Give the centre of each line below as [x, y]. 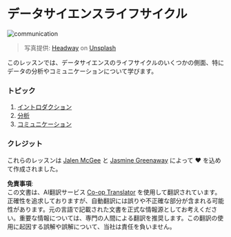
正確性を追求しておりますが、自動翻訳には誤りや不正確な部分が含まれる [110, 200]
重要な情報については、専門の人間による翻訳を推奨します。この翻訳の [118, 218]
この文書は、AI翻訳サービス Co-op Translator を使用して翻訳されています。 [114, 192]
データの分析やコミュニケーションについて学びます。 [82, 71]
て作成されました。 [34, 169]
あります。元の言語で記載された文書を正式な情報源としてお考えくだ [115, 209]
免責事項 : [20, 183]
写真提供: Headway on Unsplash [70, 48]
